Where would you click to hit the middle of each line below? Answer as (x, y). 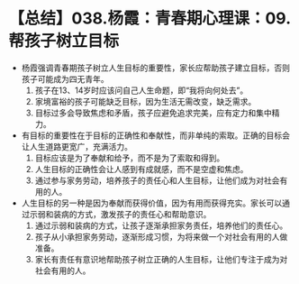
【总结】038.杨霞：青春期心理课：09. (150, 18)
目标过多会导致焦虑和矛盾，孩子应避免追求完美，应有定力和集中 (153, 113)
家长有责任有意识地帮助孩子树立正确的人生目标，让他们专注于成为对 (161, 259)
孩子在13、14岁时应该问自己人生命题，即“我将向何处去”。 (141, 90)
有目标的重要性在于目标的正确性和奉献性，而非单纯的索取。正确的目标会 (155, 135)
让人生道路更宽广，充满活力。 (77, 146)
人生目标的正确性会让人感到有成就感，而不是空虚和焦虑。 (141, 169)
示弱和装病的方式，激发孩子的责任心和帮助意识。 (120, 214)
